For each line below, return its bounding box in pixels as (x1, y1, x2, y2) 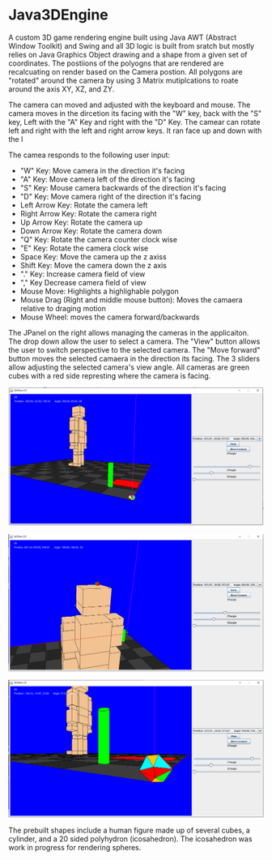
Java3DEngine (8, 6, 109, 24)
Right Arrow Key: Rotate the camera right (19, 208, 157, 218)
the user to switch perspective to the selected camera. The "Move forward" (8, 344, 261, 354)
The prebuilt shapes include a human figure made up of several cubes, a (8, 825, 251, 835)
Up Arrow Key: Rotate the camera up (19, 217, 143, 227)
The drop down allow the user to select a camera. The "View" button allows (8, 336, 261, 346)
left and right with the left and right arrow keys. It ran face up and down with (8, 126, 262, 135)
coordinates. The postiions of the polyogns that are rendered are (8, 58, 224, 68)
